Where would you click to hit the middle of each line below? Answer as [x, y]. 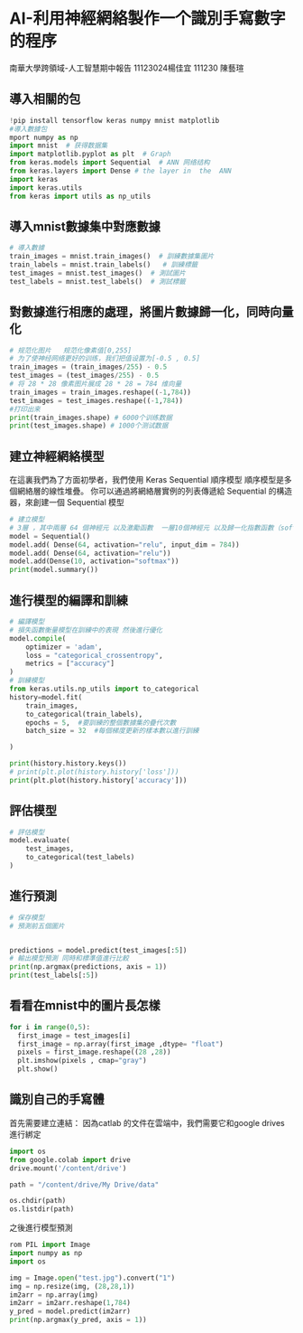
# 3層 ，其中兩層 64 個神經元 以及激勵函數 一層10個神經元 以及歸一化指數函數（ [145, 528]
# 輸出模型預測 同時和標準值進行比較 [69, 959]
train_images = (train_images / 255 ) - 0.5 [88, 367]
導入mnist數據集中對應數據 [85, 226]
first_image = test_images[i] [74, 1036]
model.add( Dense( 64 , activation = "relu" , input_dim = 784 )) [125, 544]
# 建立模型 [27, 520]
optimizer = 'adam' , [64, 647]
